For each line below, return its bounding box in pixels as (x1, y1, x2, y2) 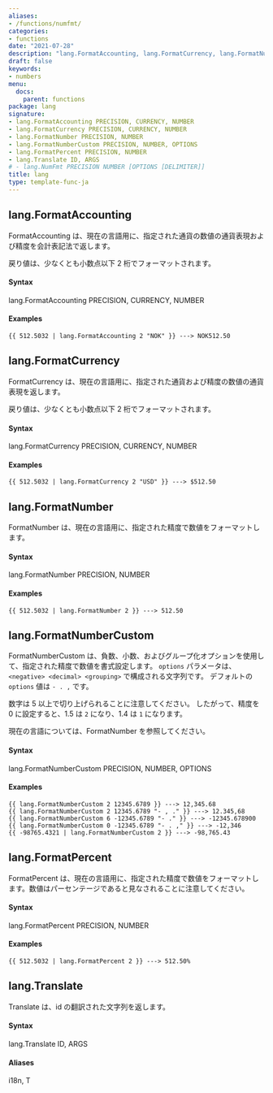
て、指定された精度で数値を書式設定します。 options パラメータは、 (8, 661, 236, 671)
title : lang (8, 171, 49, 179)
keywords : (8, 65, 42, 73)
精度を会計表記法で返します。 (15, 241, 115, 250)
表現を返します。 (8, 387, 65, 397)
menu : (8, 80, 27, 88)
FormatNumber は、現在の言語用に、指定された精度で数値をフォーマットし (8, 523, 260, 532)
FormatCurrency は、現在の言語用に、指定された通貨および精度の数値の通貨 (8, 376, 264, 386)
